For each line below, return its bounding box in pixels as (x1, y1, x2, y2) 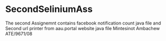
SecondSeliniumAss (5, 3, 93, 15)
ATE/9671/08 (5, 30, 33, 36)
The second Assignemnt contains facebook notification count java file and (5, 20, 161, 26)
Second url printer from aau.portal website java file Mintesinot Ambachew (5, 25, 160, 31)
